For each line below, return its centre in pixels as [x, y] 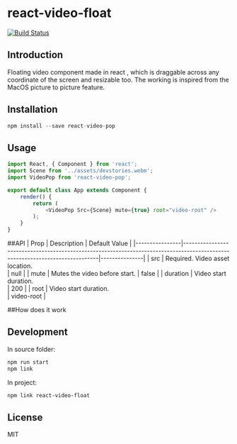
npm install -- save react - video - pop [61, 126]
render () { [36, 196]
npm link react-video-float [49, 395]
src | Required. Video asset [190, 258]
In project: [22, 382]
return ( [46, 204]
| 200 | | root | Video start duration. [58, 288]
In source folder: [31, 349]
